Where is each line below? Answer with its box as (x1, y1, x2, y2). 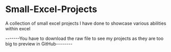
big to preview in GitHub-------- (5, 40, 73, 46)
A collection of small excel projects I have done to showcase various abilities (5, 20, 166, 26)
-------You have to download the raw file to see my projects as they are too (5, 35, 164, 41)
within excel (5, 25, 31, 31)
